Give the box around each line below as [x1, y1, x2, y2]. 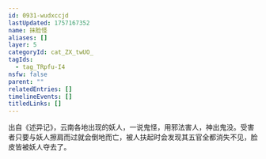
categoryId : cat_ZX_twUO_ [8, 48, 93, 56]
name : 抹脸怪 [8, 26, 47, 34]
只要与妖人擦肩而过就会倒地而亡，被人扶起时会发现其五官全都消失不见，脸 [14, 132, 258, 142]
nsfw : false [8, 70, 47, 78]
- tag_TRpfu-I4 [15, 63, 66, 71]
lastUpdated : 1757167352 [8, 19, 90, 27]
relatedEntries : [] [8, 85, 73, 93]
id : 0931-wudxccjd [8, 11, 69, 20]
